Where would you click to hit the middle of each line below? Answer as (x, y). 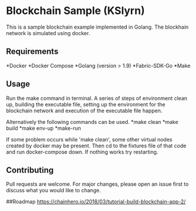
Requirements (32, 52)
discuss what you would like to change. (54, 191)
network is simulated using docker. (48, 33)
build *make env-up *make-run (44, 128)
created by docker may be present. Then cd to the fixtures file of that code (96, 146)
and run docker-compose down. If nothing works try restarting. (82, 152)
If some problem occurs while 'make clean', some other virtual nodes (89, 139)
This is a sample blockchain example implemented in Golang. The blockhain (97, 27)
